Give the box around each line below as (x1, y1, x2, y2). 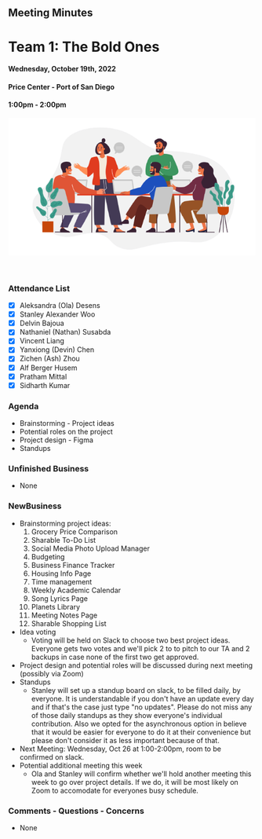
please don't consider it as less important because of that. (31, 735, 220, 745)
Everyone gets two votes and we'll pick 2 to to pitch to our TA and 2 (31, 643, 250, 653)
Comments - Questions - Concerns (8, 805, 145, 816)
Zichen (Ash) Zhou (19, 354, 80, 364)
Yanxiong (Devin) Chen (19, 345, 95, 354)
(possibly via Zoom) (19, 669, 84, 678)
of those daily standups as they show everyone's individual (31, 710, 223, 720)
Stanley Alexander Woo (19, 310, 96, 319)
